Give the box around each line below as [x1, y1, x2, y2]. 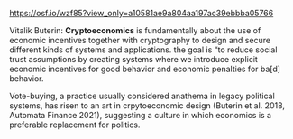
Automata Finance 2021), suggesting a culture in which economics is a [9, 110, 272, 120]
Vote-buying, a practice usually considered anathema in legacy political [9, 90, 275, 101]
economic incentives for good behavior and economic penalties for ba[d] [9, 63, 281, 74]
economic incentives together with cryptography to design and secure [9, 35, 271, 45]
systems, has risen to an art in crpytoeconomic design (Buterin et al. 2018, [9, 100, 286, 111]
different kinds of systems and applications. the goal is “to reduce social [9, 44, 278, 55]
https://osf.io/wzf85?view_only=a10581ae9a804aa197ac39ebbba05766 [9, 8, 274, 18]
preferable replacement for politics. [9, 119, 141, 130]
